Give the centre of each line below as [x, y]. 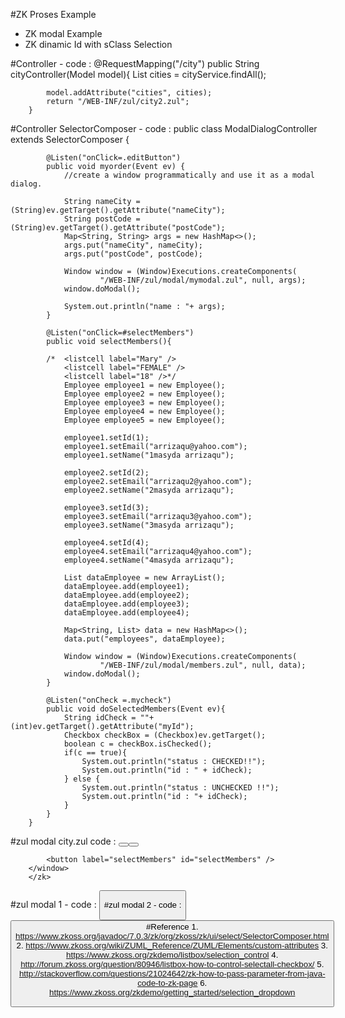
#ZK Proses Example [53, 14]
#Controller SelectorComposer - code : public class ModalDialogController [164, 128]
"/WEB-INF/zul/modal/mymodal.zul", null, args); [203, 280]
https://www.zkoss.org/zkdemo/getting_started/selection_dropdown [172, 992]
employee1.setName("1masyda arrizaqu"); [149, 455]
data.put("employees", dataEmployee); [144, 639]
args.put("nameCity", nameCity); [133, 245]
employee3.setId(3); [106, 508]
